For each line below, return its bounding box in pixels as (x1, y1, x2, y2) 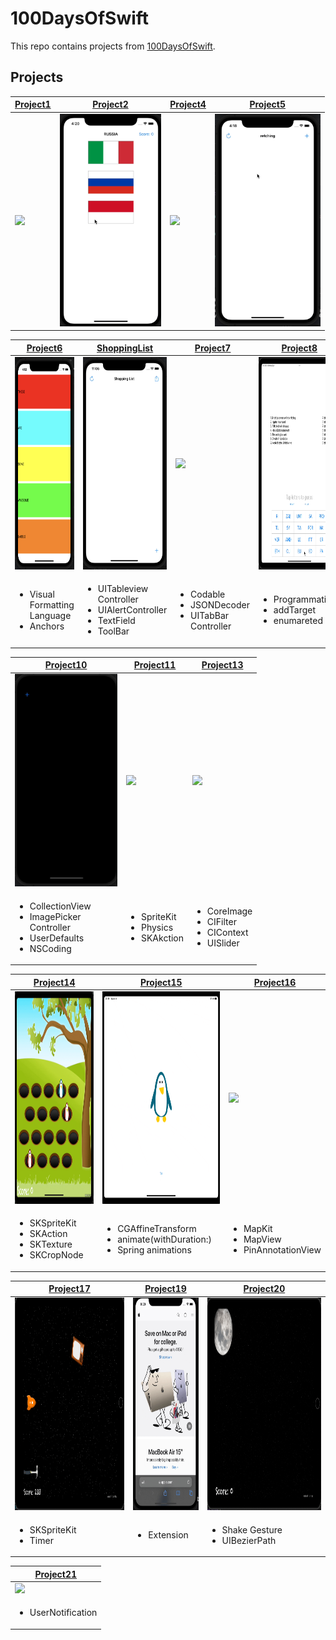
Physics (140, 921, 174, 933)
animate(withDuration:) (117, 1233, 212, 1245)
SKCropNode (29, 1249, 84, 1261)
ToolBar (97, 625, 130, 637)
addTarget (273, 604, 317, 616)
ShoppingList (96, 342, 154, 354)
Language (29, 609, 72, 621)
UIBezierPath (221, 1534, 277, 1546)
